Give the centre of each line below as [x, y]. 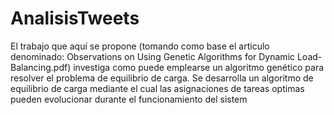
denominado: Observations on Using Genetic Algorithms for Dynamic [153, 56]
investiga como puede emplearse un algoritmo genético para [199, 67]
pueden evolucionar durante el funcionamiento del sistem [129, 99]
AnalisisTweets [75, 18]
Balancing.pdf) [41, 67]
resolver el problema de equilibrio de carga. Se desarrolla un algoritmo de [162, 78]
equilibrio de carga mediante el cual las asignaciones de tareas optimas [157, 88]
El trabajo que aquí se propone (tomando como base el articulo [140, 46]
